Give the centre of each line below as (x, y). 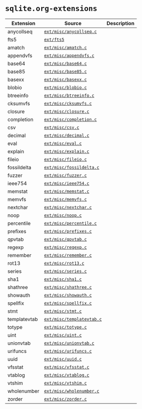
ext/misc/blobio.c (65, 87)
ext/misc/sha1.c (63, 279)
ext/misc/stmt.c (63, 311)
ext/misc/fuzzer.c (65, 175)
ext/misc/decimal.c (67, 135)
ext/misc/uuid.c (63, 359)
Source (73, 23)
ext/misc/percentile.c (70, 223)
